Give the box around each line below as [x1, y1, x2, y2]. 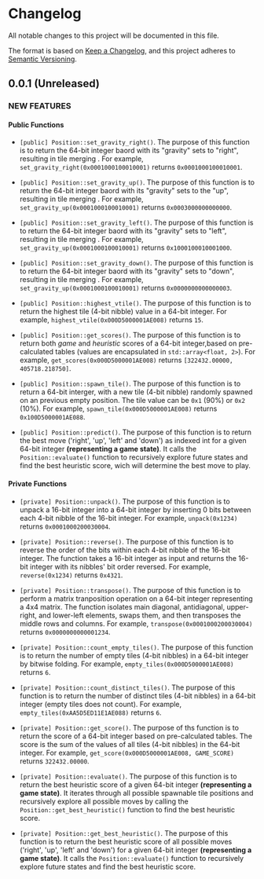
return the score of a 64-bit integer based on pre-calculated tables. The [19, 731, 253, 741]
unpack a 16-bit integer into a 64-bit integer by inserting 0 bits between [19, 504, 251, 515]
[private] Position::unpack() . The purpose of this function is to [19, 496, 230, 506]
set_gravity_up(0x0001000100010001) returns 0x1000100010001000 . [19, 243, 233, 252]
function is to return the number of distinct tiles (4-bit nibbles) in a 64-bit [19, 690, 256, 700]
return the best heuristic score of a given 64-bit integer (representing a [19, 779, 252, 789]
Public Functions [8, 119, 64, 130]
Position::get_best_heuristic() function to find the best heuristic [19, 804, 236, 814]
